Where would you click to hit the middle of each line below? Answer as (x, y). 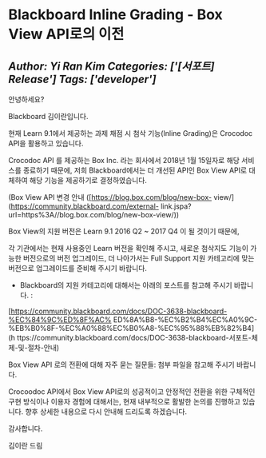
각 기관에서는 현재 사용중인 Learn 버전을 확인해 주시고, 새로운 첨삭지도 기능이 (129, 248)
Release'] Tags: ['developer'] (82, 79)
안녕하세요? (26, 99)
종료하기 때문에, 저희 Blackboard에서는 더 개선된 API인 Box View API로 (135, 170)
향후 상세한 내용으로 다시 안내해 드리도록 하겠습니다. (106, 412)
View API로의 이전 (66, 34)
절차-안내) (44, 348)
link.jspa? (176, 206)
